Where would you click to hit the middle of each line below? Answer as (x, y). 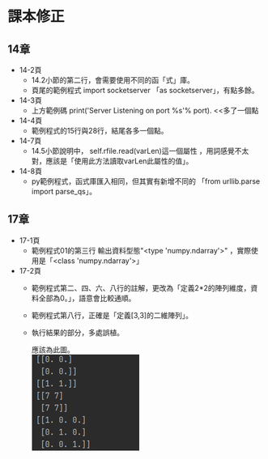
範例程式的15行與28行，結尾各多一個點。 (100, 131)
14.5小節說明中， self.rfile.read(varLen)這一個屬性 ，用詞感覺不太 (140, 151)
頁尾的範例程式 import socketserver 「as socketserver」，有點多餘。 (145, 90)
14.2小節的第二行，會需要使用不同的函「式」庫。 (113, 80)
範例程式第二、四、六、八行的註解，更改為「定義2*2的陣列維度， (141, 287)
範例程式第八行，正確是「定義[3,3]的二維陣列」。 (112, 315)
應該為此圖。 (53, 350)
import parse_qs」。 (64, 191)
